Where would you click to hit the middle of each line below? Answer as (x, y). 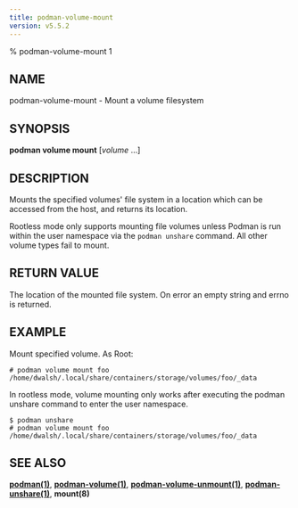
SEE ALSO (38, 463)
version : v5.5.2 (39, 26)
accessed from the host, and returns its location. (99, 209)
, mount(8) (70, 494)
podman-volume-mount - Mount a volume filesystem (107, 101)
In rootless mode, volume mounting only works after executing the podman (147, 394)
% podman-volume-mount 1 (61, 51)
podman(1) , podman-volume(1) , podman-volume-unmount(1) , (126, 484)
